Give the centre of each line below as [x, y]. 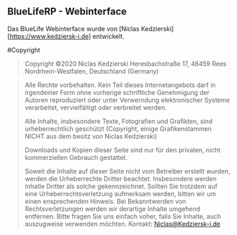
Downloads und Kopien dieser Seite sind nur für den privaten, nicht [122, 150]
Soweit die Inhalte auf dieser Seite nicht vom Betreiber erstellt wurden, [127, 171]
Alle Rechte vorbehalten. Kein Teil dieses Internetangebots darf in [120, 85]
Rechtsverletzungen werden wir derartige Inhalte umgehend [112, 209]
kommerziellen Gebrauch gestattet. [76, 157]
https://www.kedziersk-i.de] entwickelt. [67, 36]
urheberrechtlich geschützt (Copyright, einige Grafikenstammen [118, 128]
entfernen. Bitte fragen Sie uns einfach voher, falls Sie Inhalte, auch [123, 216]
